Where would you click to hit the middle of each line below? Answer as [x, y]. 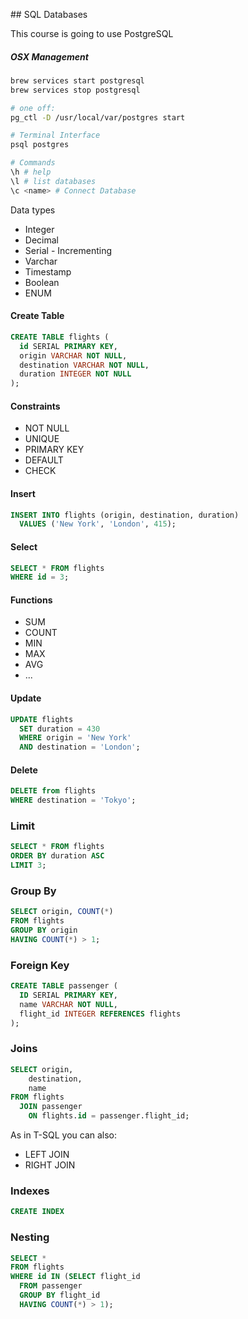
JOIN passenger [51, 1107]
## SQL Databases [49, 14]
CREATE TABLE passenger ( [64, 986]
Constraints [35, 406]
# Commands [33, 163]
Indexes [30, 1191]
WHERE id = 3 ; [40, 577]
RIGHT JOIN [50, 1165]
